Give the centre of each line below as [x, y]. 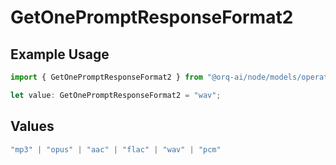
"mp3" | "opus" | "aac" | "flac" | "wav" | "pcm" [116, 149]
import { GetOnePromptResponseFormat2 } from [106, 77]
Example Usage [60, 54]
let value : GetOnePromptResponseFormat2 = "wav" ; [116, 95]
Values [32, 126]
